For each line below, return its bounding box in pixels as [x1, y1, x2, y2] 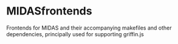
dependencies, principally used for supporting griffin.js [6, 30, 144, 37]
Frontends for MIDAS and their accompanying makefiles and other [6, 24, 172, 31]
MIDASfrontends [6, 4, 92, 18]
